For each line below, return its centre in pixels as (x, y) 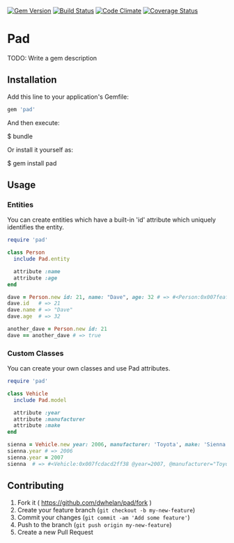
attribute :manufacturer (49, 419)
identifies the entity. (36, 227)
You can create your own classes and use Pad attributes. (89, 368)
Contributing (36, 486)
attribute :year (37, 413)
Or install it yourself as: (40, 149)
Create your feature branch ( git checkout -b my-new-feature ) (106, 510)
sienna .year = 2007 (36, 457)
